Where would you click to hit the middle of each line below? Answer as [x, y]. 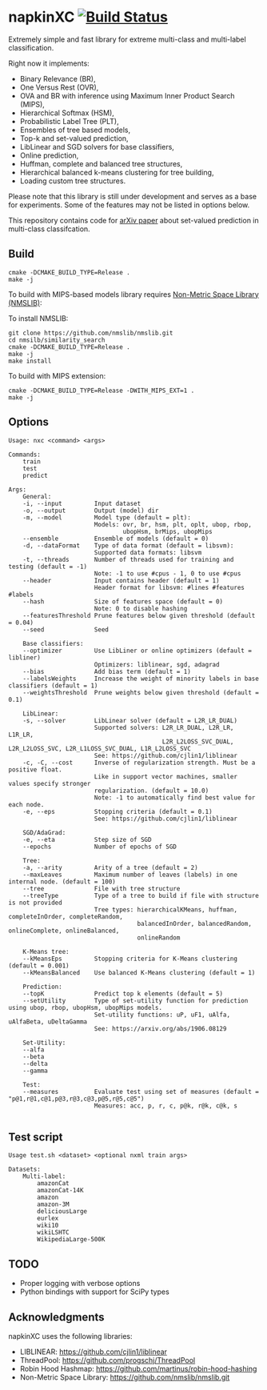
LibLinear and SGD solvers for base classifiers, [97, 146]
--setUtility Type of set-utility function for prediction [135, 1000]
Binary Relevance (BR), [58, 78]
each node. [26, 804]
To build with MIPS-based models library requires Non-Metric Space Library [134, 294]
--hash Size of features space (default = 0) [123, 601]
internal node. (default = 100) [62, 881]
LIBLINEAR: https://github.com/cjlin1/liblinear [94, 1352]
